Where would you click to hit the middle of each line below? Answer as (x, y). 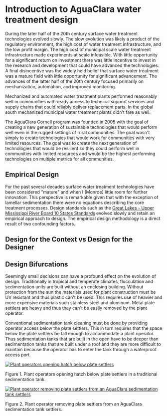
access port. (18, 355)
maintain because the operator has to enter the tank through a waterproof (81, 349)
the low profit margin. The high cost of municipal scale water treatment (78, 49)
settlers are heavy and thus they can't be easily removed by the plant (76, 308)
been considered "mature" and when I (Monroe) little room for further (77, 192)
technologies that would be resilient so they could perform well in (72, 148)
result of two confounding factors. (40, 223)
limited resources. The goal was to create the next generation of (71, 143)
